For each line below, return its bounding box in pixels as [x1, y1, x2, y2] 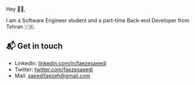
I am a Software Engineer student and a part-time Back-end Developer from [6, 17, 190, 23]
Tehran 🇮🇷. [6, 23, 35, 30]
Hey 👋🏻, [6, 6, 26, 12]
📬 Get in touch [6, 41, 63, 51]
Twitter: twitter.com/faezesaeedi [14, 66, 93, 73]
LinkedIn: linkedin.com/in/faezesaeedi [14, 59, 107, 67]
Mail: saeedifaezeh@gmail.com [14, 72, 91, 79]
